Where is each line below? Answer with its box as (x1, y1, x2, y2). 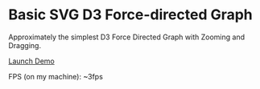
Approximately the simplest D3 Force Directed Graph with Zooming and (8, 32, 246, 42)
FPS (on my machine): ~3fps (8, 71, 103, 81)
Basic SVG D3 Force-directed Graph (8, 6, 254, 24)
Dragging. (8, 40, 42, 50)
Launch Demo (8, 56, 55, 66)
